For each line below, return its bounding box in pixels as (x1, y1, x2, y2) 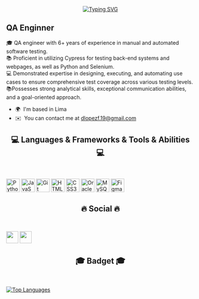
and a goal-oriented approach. (6, 93, 82, 101)
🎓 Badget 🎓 (75, 255, 125, 266)
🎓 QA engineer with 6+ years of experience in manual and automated (6, 39, 179, 46)
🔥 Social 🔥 (81, 204, 120, 214)
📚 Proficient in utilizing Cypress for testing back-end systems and (6, 54, 170, 61)
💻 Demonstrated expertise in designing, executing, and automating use (6, 69, 183, 77)
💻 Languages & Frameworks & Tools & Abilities (11, 135, 190, 145)
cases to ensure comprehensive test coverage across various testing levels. (6, 78, 193, 85)
